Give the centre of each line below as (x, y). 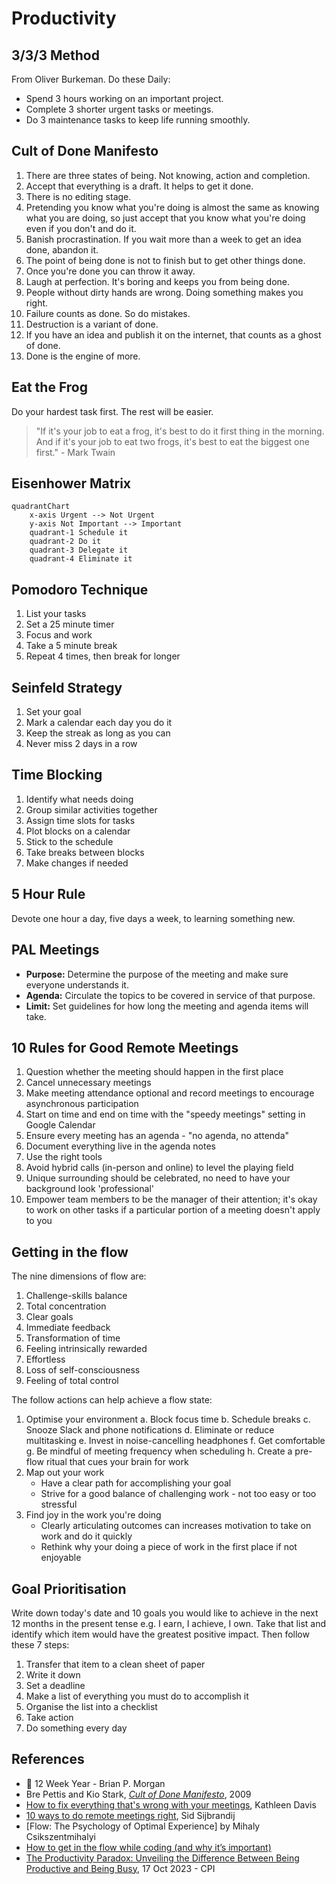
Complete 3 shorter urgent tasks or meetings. (119, 109)
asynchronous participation (82, 1104)
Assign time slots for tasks (80, 820)
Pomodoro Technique (80, 589)
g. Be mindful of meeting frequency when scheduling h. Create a (159, 1451)
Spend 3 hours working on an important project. (124, 98)
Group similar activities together (91, 809)
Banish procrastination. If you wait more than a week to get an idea (163, 239)
